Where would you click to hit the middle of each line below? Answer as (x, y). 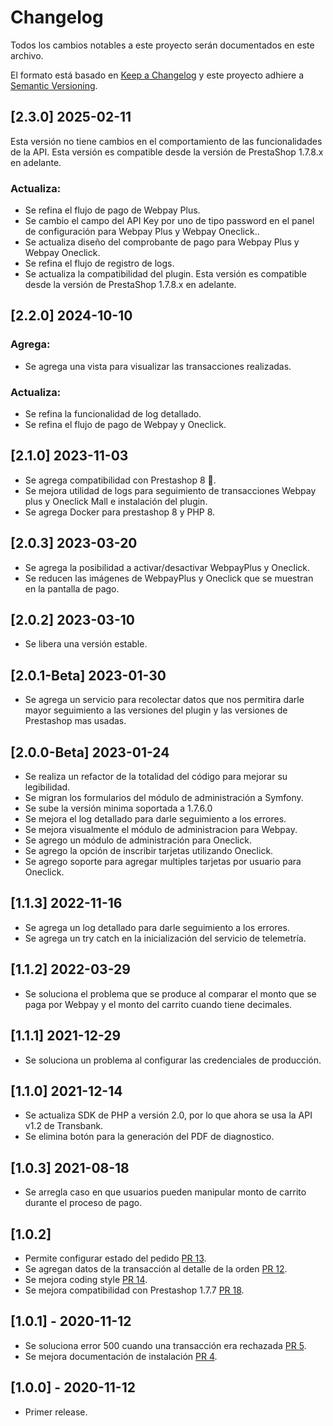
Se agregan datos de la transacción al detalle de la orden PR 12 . (156, 1268)
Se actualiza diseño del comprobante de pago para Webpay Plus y (162, 242)
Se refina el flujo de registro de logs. (99, 263)
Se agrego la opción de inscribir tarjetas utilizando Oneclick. (149, 851)
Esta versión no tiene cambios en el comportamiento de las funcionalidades (166, 141)
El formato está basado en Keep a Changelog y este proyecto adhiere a (157, 75)
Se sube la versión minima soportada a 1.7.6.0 (118, 808)
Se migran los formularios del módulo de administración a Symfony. (164, 798)
